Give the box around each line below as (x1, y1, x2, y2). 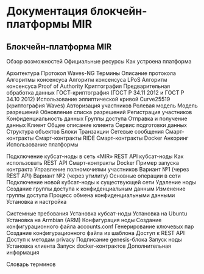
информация (6, 249, 40, 256)
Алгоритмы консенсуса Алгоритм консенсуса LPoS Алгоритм (6, 76, 167, 83)
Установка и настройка (6, 198, 67, 205)
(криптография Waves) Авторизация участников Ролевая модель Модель (6, 102, 198, 109)
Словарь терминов (6, 261, 56, 268)
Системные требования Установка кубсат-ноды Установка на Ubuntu (6, 210, 188, 217)
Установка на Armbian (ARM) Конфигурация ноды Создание (6, 217, 162, 223)
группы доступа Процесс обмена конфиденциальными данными (6, 192, 175, 199)
